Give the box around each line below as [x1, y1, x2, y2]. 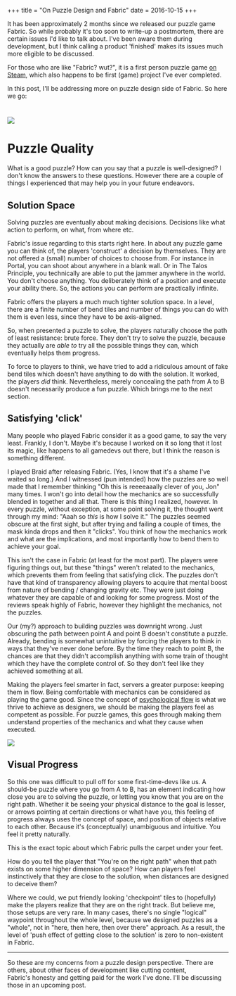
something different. [7, 453, 66, 462]
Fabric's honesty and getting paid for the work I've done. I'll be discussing [7, 973, 222, 981]
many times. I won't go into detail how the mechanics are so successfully [7, 489, 219, 498]
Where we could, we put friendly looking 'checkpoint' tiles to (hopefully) [7, 893, 216, 902]
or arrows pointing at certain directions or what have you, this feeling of [7, 807, 214, 816]
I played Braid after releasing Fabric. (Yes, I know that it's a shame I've [7, 467, 211, 476]
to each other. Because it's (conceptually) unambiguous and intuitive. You [7, 822, 221, 831]
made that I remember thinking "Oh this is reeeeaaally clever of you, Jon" [7, 482, 220, 491]
